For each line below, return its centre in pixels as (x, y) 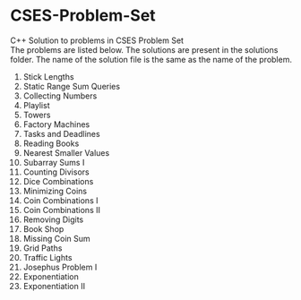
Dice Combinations (58, 181)
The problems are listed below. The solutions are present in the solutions (144, 49)
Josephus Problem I (60, 267)
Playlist (36, 105)
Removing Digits (53, 219)
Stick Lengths (48, 76)
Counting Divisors (56, 172)
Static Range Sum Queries (71, 86)
